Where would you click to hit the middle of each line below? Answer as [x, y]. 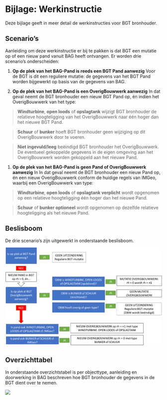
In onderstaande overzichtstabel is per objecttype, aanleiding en [71, 372]
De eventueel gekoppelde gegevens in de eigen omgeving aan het [85, 152]
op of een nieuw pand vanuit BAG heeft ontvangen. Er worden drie [73, 56]
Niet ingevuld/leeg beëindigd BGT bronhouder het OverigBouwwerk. [88, 147]
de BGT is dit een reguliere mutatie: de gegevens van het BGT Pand [81, 76]
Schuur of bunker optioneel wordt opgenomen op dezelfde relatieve [88, 207]
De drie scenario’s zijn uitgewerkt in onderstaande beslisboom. [70, 240]
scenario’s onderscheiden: [32, 61]
